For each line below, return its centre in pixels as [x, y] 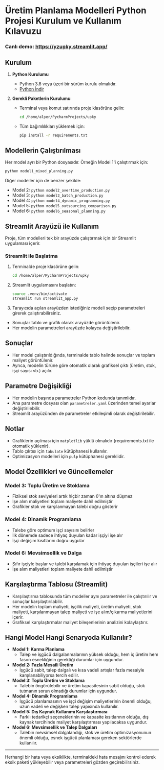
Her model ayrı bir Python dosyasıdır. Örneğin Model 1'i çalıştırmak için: [77, 162]
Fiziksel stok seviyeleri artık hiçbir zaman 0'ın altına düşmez [72, 496]
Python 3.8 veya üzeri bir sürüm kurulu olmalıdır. [68, 84]
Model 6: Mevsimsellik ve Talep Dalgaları [54, 727]
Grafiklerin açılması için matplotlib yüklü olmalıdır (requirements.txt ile [83, 440]
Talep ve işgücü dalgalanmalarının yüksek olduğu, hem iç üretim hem [89, 654]
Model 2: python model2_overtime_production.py [61, 190]
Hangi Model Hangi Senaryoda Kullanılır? [69, 638]
